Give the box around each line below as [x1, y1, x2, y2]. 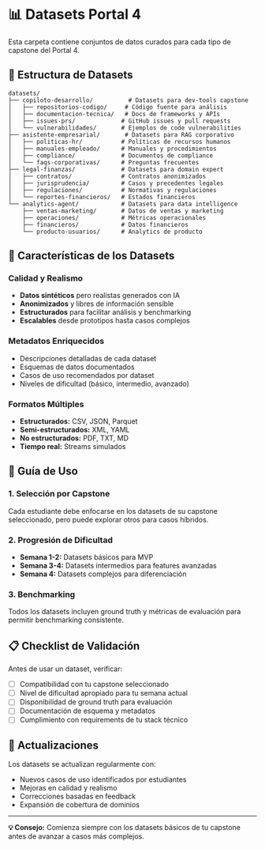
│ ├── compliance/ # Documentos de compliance [8, 151, 214, 160]
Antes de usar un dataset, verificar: [8, 664, 123, 674]
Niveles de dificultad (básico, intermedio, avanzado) [19, 379, 189, 388]
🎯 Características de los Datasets [8, 249, 175, 262]
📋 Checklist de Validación [8, 639, 140, 652]
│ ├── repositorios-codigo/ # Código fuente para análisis [8, 103, 227, 111]
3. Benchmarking [8, 589, 76, 600]
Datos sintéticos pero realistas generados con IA [19, 291, 180, 300]
